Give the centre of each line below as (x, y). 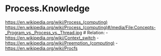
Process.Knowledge (48, 9)
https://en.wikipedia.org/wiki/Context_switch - (52, 38)
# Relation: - (96, 32)
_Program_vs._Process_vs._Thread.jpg (44, 32)
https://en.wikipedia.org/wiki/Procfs (41, 48)
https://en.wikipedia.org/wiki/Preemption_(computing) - (62, 43)
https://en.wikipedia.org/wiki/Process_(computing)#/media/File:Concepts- (80, 27)
